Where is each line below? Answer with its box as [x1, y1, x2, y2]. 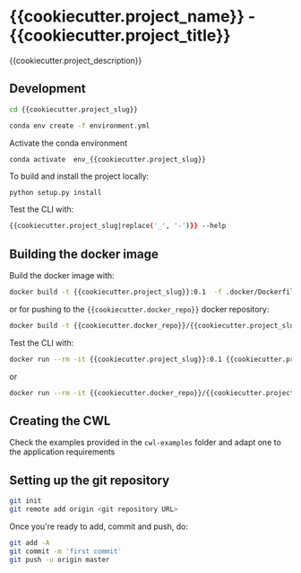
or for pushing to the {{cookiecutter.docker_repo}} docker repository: [9, 304, 270, 314]
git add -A [9, 538, 50, 547]
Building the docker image [9, 246, 159, 261]
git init [9, 497, 42, 506]
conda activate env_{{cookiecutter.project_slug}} [9, 154, 206, 163]
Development [9, 81, 87, 96]
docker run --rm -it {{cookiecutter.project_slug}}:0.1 [9, 355, 222, 364]
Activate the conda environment [9, 137, 128, 148]
